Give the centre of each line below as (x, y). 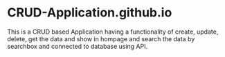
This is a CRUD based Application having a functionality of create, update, (113, 32)
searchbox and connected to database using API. (77, 46)
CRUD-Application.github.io (90, 13)
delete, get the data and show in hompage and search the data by (101, 38)
